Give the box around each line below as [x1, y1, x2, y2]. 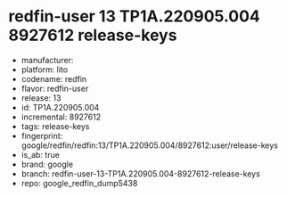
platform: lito [20, 64, 69, 75]
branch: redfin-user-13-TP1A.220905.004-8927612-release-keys [20, 168, 260, 179]
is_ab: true [20, 149, 60, 160]
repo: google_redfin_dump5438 [20, 177, 138, 188]
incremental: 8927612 [20, 111, 102, 122]
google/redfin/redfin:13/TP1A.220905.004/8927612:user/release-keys [20, 140, 278, 151]
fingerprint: [20, 130, 63, 141]
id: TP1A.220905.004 [20, 102, 100, 112]
